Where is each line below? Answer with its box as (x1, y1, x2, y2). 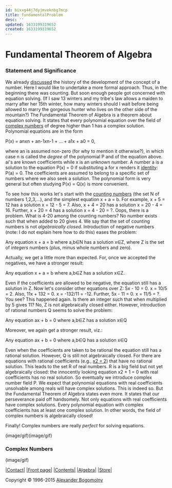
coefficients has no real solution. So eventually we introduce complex (5, 374, 152, 381)
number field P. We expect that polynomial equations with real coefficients (5, 379, 163, 386)
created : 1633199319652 (5, 27, 56, 32)
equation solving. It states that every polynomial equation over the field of (5, 117, 161, 123)
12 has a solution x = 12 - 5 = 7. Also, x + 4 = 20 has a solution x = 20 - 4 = (5, 202, 163, 208)
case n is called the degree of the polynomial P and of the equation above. (5, 153, 163, 159)
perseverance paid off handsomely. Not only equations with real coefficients (5, 396, 167, 402)
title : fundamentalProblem (5, 12, 63, 17)
